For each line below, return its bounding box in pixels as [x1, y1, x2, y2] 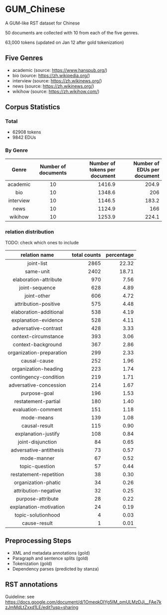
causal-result [21, 422, 54, 429]
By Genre [5, 147, 28, 154]
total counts [72, 251, 101, 258]
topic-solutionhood [14, 512, 61, 519]
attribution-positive [14, 301, 61, 308]
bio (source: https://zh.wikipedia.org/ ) [12, 72, 90, 78]
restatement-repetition [10, 471, 65, 478]
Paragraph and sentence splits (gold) [12, 555, 88, 561]
